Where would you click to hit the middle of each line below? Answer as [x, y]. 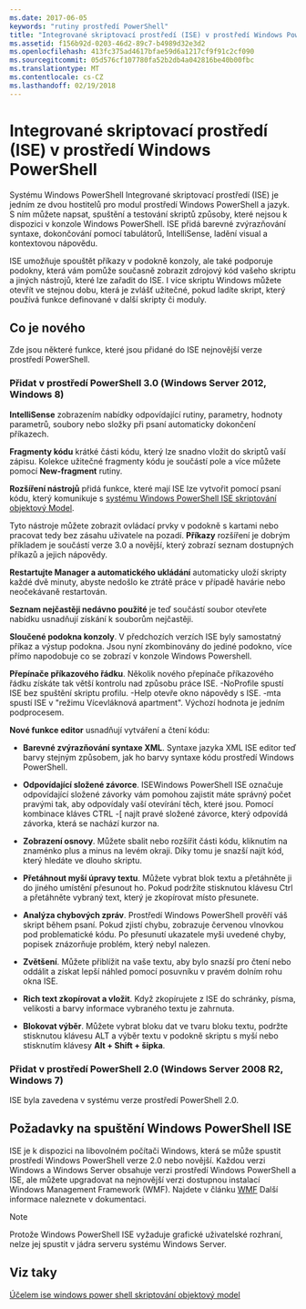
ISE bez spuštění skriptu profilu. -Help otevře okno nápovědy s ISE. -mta [145, 692]
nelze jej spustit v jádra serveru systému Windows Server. [118, 1243]
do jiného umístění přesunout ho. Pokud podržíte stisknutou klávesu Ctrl [158, 887]
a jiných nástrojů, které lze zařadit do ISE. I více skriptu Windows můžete [146, 280]
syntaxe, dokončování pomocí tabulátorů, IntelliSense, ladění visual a [139, 233]
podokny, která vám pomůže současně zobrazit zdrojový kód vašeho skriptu [153, 271]
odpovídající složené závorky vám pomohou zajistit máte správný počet [157, 794]
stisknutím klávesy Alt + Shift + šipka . [94, 1045]
